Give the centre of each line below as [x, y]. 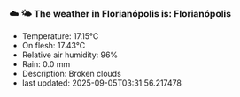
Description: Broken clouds [71, 74]
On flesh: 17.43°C [54, 46]
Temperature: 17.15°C [60, 36]
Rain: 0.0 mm [46, 64]
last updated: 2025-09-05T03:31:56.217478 [101, 83]
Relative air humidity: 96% [70, 55]
